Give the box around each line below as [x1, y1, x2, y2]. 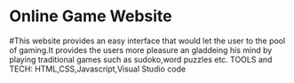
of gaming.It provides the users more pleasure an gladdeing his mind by [9, 44, 273, 55]
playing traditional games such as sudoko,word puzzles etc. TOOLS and [9, 54, 273, 64]
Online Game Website [9, 6, 172, 26]
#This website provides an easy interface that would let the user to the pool [9, 35, 286, 46]
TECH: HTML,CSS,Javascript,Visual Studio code [9, 64, 187, 74]
